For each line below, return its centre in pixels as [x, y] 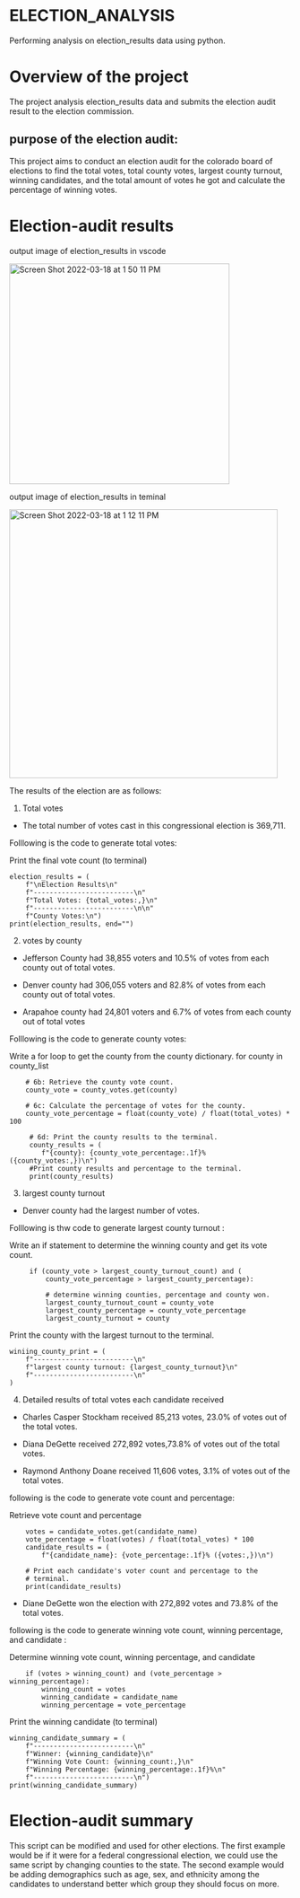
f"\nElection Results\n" [72, 884]
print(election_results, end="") [72, 924]
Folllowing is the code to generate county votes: [98, 1039]
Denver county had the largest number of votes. [111, 1210]
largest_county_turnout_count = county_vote [130, 1303]
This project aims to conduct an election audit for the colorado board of [141, 161]
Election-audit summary [102, 1820]
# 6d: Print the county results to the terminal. [124, 1137]
